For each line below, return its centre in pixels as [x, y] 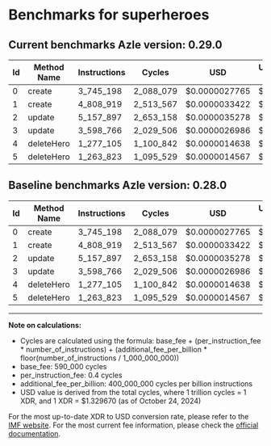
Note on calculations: [45, 325]
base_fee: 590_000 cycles [63, 366]
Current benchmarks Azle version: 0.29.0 [115, 45]
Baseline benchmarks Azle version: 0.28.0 [118, 185]
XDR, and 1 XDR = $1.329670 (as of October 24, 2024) [110, 401]
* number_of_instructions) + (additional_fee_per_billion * [113, 349]
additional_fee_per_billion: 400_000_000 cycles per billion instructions [136, 383]
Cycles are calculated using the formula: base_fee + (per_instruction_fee [140, 340]
